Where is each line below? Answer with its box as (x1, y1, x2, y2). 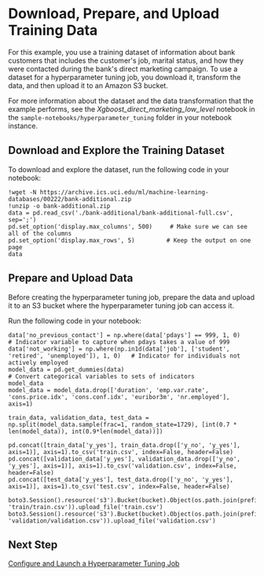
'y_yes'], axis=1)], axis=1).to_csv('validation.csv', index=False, (8, 461, 237, 470)
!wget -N (8, 188, 37, 196)
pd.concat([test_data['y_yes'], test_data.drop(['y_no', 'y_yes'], (8, 475, 234, 483)
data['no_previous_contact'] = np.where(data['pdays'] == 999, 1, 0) (8, 331, 241, 339)
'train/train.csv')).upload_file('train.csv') (8, 503, 163, 511)
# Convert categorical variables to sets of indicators (8, 372, 195, 380)
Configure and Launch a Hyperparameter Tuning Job (8, 559, 180, 568)
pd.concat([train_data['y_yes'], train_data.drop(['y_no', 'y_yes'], (8, 441, 241, 449)
